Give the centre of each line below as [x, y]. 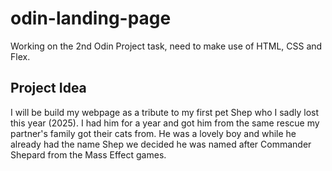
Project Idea [48, 88]
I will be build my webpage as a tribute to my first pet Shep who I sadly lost [165, 112]
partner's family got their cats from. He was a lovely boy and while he [153, 133]
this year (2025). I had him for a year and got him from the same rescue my [165, 123]
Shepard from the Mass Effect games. [88, 154]
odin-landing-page [91, 18]
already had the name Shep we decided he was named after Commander [161, 144]
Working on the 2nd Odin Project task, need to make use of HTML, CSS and [166, 46]
